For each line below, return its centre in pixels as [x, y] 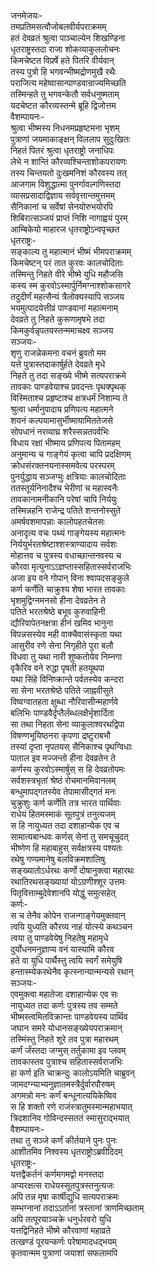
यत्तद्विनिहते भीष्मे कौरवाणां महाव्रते [61, 1230]
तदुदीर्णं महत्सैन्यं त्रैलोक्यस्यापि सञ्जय [67, 296]
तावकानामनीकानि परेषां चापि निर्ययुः [64, 499]
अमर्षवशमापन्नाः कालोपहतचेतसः [57, 521]
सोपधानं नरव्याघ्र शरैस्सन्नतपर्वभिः [60, 431]
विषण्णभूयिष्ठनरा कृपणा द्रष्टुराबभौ [60, 735]
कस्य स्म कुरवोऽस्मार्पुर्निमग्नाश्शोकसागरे [71, 285]
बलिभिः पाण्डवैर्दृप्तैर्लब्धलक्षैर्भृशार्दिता [62, 713]
